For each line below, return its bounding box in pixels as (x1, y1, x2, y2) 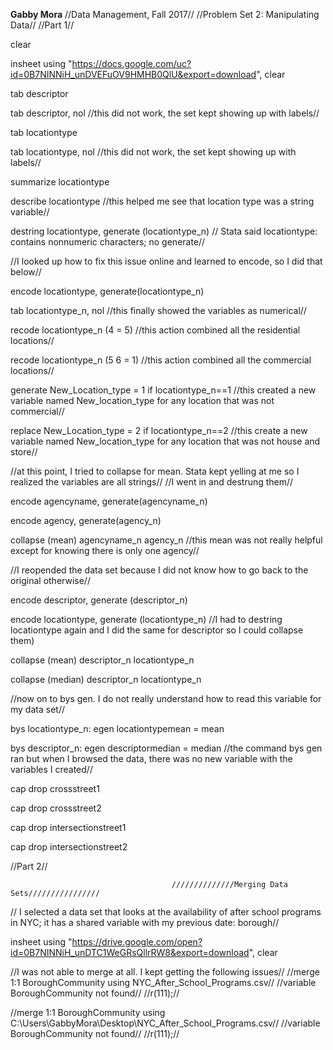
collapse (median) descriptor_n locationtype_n (10, 674, 202, 685)
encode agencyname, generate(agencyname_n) (10, 495, 208, 507)
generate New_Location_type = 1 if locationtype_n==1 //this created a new (10, 384, 317, 396)
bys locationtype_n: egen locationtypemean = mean (10, 723, 225, 734)
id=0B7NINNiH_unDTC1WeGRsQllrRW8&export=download (10, 947, 250, 958)
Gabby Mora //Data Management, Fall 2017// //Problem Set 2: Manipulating (10, 9, 320, 20)
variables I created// (10, 764, 93, 775)
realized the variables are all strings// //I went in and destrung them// (10, 476, 294, 488)
